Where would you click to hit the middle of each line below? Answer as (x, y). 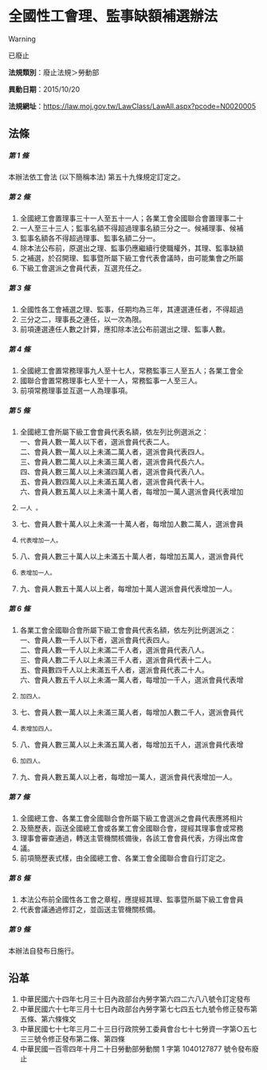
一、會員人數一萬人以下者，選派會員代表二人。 (96, 442)
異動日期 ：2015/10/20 (44, 89)
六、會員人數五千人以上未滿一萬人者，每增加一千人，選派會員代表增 (132, 680)
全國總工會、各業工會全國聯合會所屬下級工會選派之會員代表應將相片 (132, 818)
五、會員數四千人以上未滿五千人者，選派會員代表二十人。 (114, 670)
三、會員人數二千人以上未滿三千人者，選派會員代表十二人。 (118, 660)
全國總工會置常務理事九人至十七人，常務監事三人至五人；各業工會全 (132, 370)
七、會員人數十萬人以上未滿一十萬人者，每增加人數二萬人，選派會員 (132, 524)
